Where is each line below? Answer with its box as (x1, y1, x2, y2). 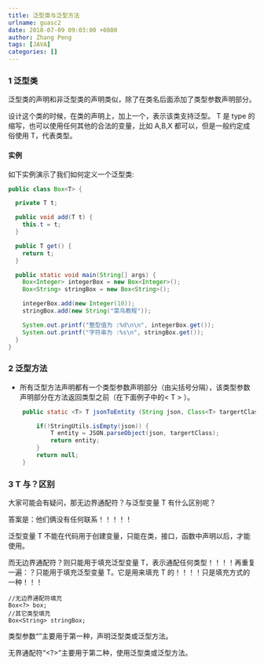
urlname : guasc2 (8, 19, 61, 27)
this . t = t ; (22, 221, 61, 228)
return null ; (36, 451, 79, 459)
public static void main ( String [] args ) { (15, 271, 156, 279)
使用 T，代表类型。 (14, 131, 77, 141)
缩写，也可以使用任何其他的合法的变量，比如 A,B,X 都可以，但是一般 (8, 121, 230, 130)
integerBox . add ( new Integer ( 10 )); (22, 300, 135, 308)
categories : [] (8, 48, 58, 56)
